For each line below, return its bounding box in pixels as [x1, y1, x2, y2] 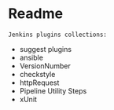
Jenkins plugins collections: [8, 31, 108, 38]
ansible [19, 53, 43, 62]
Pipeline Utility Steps [19, 86, 87, 95]
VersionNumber [19, 60, 71, 71]
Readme [8, 5, 64, 23]
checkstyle [19, 69, 56, 79]
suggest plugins [19, 44, 72, 53]
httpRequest [19, 78, 60, 87]
